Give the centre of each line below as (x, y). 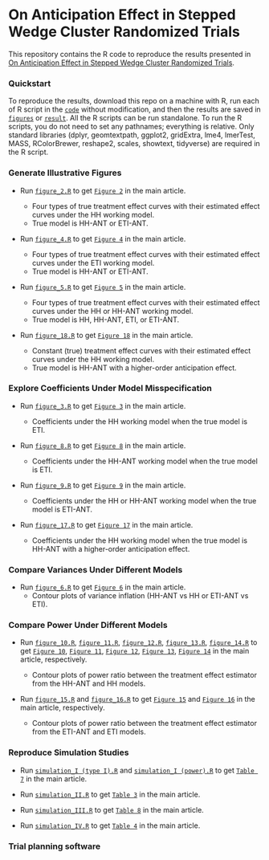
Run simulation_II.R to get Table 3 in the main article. (110, 794)
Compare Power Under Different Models (88, 626)
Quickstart (30, 84)
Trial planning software (55, 846)
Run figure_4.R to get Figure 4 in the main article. (103, 238)
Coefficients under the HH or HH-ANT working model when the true (144, 500)
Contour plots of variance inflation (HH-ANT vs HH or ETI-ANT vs (140, 596)
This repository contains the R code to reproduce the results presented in (130, 54)
